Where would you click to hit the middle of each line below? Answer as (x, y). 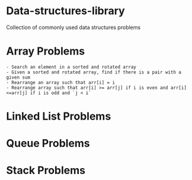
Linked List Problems (59, 116)
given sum (18, 77)
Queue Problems (48, 144)
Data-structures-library (66, 11)
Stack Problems (46, 171)
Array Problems (45, 51)
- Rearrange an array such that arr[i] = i (61, 82)
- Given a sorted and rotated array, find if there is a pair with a (94, 72)
